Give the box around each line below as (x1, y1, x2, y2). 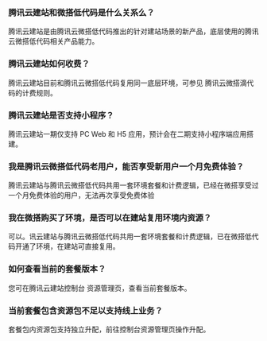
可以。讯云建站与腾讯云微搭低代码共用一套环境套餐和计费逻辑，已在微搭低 (8, 232, 252, 242)
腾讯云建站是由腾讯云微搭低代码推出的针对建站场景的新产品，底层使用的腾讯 (8, 26, 259, 37)
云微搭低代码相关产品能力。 (8, 37, 99, 46)
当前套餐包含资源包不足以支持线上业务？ (8, 304, 163, 316)
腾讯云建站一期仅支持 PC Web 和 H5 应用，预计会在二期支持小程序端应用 (8, 129, 247, 138)
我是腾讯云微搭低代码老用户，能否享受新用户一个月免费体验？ (8, 161, 245, 172)
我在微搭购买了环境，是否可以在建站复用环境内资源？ (8, 212, 212, 223)
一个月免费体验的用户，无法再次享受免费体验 (8, 191, 155, 200)
